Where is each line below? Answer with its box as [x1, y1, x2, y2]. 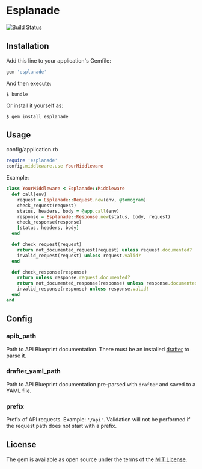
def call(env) [11, 191, 47, 198]
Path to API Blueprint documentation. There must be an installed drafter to [6, 345, 189, 353]
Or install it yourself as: [6, 102, 63, 109]
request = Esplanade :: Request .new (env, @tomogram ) [17, 197, 147, 203]
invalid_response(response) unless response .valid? [17, 286, 149, 292]
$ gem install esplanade [6, 113, 69, 119]
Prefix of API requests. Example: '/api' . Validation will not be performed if [6, 416, 191, 423]
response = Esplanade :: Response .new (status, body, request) [17, 213, 171, 220]
